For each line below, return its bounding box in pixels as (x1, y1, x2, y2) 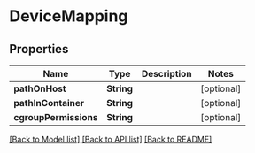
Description (141, 68, 192, 80)
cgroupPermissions (13, 111, 98, 123)
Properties (9, 42, 69, 57)
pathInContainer (13, 97, 85, 109)
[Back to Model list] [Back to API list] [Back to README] (9, 134, 212, 144)
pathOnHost (13, 82, 66, 95)
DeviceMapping (9, 6, 128, 27)
